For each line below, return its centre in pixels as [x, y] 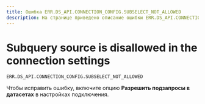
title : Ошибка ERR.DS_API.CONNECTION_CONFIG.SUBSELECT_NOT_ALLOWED [94, 12]
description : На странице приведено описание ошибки [75, 18]
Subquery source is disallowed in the [102, 48]
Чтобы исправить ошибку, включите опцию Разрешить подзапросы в [98, 88]
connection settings [58, 61]
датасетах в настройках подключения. [58, 94]
